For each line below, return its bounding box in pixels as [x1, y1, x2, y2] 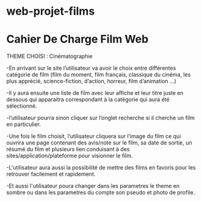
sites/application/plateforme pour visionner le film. [6, 152, 133, 160]
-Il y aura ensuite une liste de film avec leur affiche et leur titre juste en [6, 89, 184, 97]
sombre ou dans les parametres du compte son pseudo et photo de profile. [6, 189, 195, 196]
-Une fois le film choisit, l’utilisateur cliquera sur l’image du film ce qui [6, 133, 181, 140]
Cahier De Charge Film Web [6, 32, 149, 47]
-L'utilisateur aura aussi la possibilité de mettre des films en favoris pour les [6, 164, 197, 171]
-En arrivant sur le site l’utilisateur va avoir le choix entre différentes [6, 64, 176, 72]
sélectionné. [6, 102, 38, 110]
